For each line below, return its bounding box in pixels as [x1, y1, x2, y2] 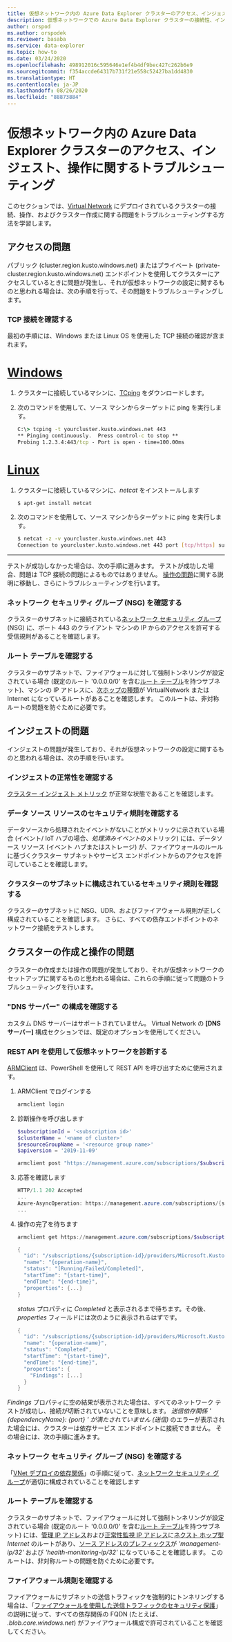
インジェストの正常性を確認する [7, 772, 114, 782]
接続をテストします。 [37, 924, 98, 932]
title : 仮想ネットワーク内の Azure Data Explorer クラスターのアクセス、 [7, 10, 202, 17]
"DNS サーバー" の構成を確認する [7, 1002, 119, 1012]
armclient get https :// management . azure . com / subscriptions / [17, 1233, 194, 1241]
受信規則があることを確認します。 [7, 632, 104, 641]
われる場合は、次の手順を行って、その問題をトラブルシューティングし [25, 286, 224, 295]
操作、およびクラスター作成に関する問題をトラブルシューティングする [19, 210, 219, 219]
